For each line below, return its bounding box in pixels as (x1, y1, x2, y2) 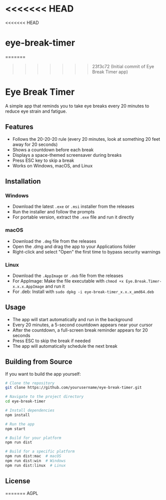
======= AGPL (5, 490, 38, 496)
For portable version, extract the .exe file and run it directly (12, 214, 134, 220)
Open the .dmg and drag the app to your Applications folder (12, 243, 136, 249)
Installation (5, 177, 41, 186)
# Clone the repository (5, 380, 55, 386)
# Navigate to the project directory (5, 394, 84, 399)
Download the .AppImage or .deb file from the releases (12, 273, 123, 279)
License (5, 477, 30, 485)
